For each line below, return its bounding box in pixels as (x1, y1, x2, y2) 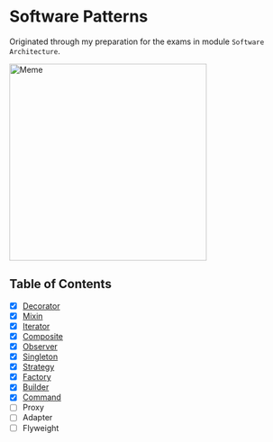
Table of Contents (9, 276, 113, 292)
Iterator (22, 320, 50, 331)
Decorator (22, 300, 60, 311)
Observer (22, 341, 59, 352)
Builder (22, 382, 50, 392)
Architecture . (9, 45, 60, 56)
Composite (22, 330, 64, 341)
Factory (22, 372, 51, 383)
